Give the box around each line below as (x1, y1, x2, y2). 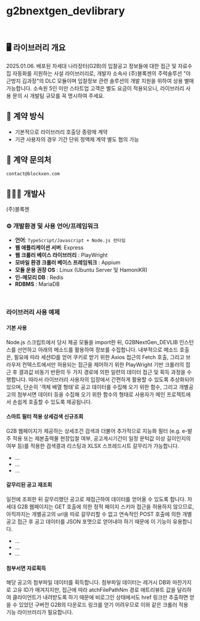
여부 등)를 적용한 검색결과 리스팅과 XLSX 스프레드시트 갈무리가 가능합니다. (6, 442, 179, 449)
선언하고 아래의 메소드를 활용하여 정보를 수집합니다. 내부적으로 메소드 (17, 346, 179, 353)
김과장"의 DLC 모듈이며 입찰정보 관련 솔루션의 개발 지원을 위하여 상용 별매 (21, 77, 194, 84)
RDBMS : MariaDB (14, 280, 60, 288)
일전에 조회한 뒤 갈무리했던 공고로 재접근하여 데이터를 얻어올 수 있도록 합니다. (6, 496, 186, 503)
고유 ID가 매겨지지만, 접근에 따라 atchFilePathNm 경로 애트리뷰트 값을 (12, 586, 176, 594)
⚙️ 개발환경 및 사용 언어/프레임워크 (6, 222, 99, 230)
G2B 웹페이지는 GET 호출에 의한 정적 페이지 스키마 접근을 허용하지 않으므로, (17, 503, 194, 511)
